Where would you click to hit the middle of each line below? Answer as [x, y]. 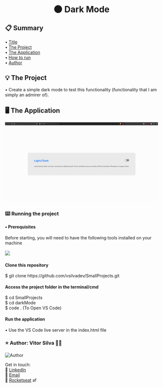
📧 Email [13, 375]
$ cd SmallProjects [24, 298]
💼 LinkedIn [16, 370]
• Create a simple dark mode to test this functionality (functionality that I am [81, 89]
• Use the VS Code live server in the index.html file [56, 330]
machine [14, 243]
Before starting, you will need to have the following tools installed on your [78, 238]
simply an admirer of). [27, 95]
